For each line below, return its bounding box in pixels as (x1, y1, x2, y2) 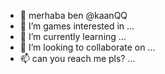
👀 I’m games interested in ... (19, 20, 135, 32)
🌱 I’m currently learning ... (19, 31, 127, 42)
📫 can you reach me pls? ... (19, 53, 136, 64)
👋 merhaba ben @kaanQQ (19, 10, 128, 21)
